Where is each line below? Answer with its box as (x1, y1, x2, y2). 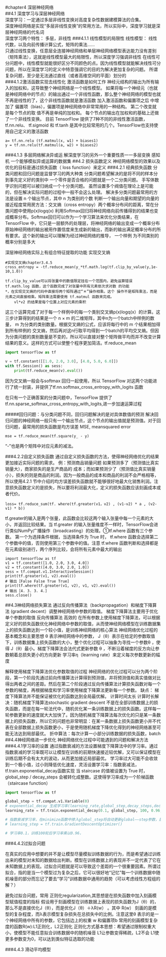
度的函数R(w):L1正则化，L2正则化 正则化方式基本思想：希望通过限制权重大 (5, 923, 157, 929)
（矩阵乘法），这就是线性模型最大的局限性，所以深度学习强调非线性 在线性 (5, 54, 156, 60)
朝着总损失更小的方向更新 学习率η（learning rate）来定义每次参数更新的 (9, 652, 156, 658)
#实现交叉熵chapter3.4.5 (5, 260, 53, 265)
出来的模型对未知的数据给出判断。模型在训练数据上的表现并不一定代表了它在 (5, 857, 161, 863)
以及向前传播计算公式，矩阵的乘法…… (18, 42, 95, 47)
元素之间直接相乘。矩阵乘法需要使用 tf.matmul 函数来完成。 (5, 294, 115, 299)
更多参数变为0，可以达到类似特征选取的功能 (5, 936, 95, 942)
